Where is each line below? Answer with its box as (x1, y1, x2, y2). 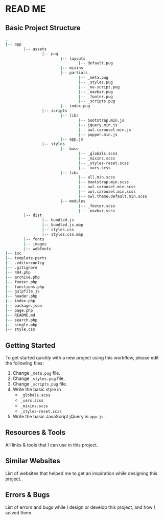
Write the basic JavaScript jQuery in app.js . (12, 414, 105, 420)
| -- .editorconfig (5, 260, 44, 266)
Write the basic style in (12, 387, 61, 393)
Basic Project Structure (5, 24, 81, 32)
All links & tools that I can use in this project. (5, 442, 98, 448)
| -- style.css (5, 327, 36, 332)
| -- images (24, 241, 47, 246)
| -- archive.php (5, 275, 40, 280)
